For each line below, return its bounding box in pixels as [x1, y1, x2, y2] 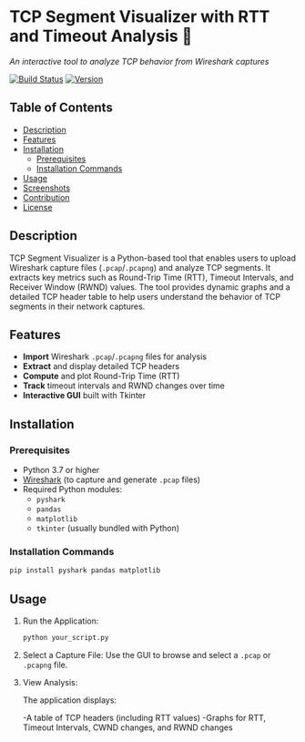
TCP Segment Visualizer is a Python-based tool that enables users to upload [9, 252, 297, 263]
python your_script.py [22, 634, 109, 643]
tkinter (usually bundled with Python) [36, 522, 180, 534]
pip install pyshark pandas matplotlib [9, 566, 161, 575]
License [22, 201, 53, 212]
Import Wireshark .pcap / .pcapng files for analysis [22, 351, 208, 362]
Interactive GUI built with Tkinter [22, 390, 147, 401]
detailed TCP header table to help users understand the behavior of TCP [9, 291, 280, 302]
